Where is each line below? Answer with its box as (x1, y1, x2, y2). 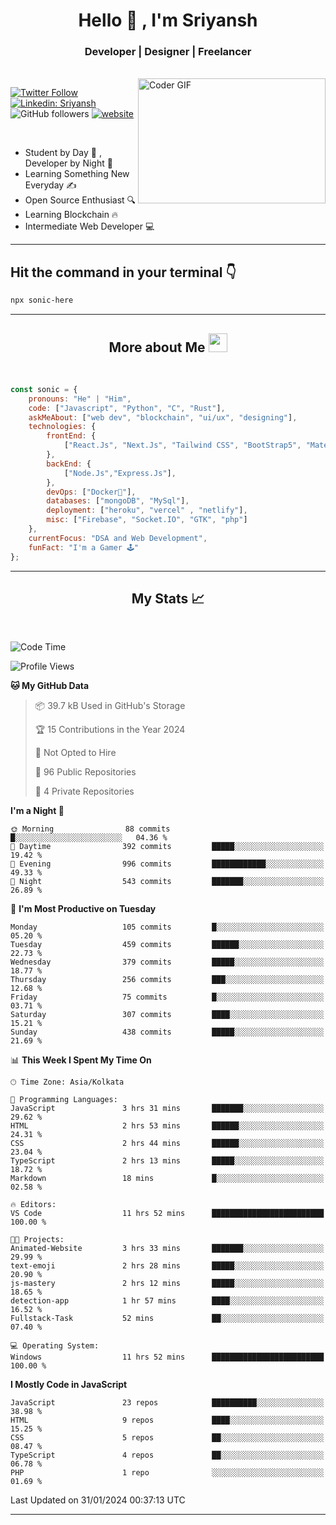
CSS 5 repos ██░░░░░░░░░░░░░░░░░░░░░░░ (10, 1433, 325, 1443)
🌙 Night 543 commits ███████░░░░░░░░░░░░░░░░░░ (10, 877, 325, 887)
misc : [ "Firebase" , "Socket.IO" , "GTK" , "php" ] (46, 515, 248, 525)
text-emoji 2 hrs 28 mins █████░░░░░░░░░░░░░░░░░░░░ (10, 1261, 325, 1271)
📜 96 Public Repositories (34, 766, 137, 778)
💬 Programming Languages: (10, 1095, 118, 1105)
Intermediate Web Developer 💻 (24, 220, 155, 233)
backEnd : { (46, 459, 92, 469)
